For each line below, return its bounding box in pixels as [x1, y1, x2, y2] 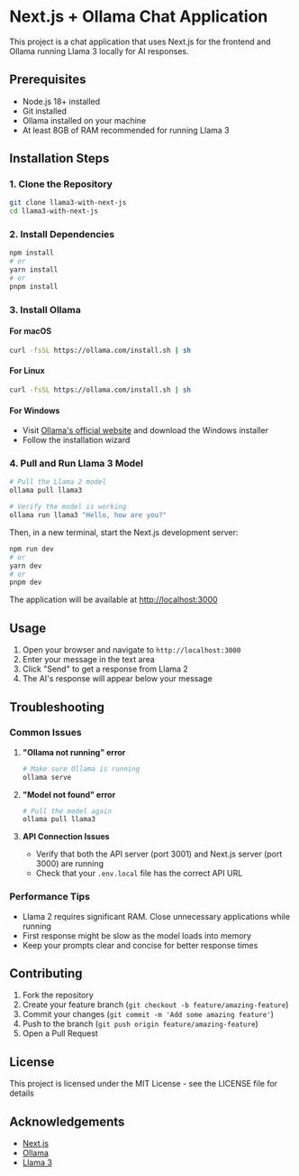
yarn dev [9, 561, 42, 570]
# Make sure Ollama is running [22, 764, 140, 773]
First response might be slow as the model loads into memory [22, 930, 252, 940]
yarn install [9, 265, 59, 274]
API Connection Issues [22, 831, 110, 842]
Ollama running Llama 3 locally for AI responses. [9, 45, 189, 56]
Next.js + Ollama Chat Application [9, 6, 268, 27]
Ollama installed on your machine [22, 115, 147, 125]
